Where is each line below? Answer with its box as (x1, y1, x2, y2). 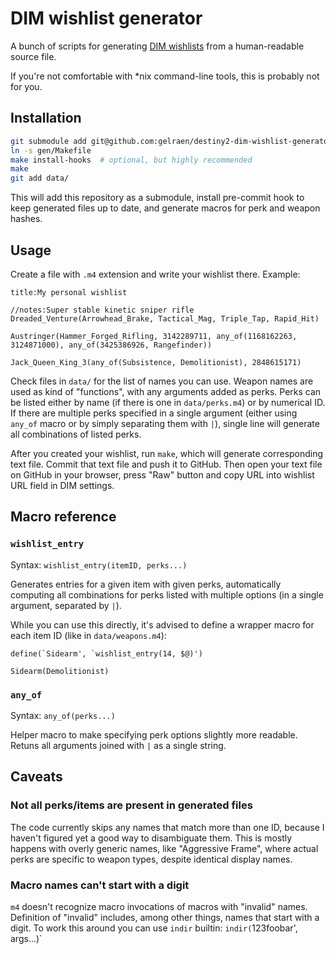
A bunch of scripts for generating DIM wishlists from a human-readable (10, 40, 305, 52)
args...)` (10, 932, 43, 944)
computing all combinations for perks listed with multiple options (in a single (10, 588, 324, 601)
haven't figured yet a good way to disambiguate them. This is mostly (10, 832, 293, 844)
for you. (10, 80, 43, 92)
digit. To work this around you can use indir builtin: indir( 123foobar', (10, 922, 298, 934)
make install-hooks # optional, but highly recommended (10, 155, 253, 165)
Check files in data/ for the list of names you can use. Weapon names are (10, 375, 314, 387)
